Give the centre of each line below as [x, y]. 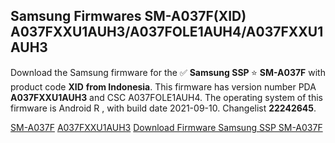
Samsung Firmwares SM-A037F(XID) [128, 16]
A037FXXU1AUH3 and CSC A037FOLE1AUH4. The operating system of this [166, 97]
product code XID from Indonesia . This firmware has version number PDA [163, 86]
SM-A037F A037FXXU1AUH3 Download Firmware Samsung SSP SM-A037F [166, 127]
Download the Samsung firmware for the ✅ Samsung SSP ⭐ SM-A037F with [168, 72]
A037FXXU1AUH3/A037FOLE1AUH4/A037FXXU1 [167, 32]
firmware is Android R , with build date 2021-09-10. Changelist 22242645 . [163, 108]
